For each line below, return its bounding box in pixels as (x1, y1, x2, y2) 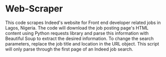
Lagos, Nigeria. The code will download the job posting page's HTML (5, 24, 149, 30)
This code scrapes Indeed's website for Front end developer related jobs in (5, 19, 161, 25)
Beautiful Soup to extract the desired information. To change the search (5, 35, 154, 41)
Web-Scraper (5, 3, 63, 14)
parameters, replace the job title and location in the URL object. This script (5, 40, 159, 46)
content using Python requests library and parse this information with (5, 30, 149, 36)
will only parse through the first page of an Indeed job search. (5, 46, 133, 52)
